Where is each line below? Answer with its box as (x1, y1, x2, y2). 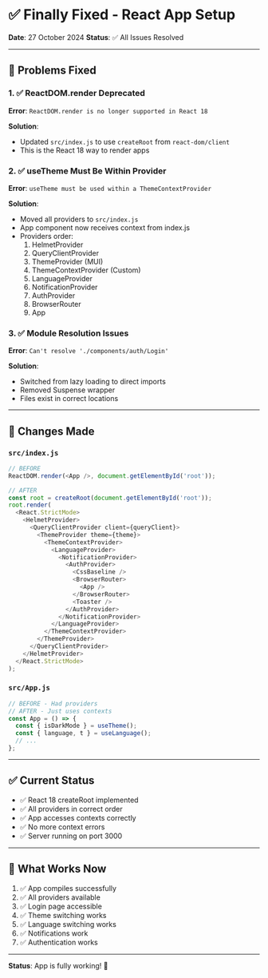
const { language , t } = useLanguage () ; (15, 730, 152, 737)
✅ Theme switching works (19, 910, 107, 920)
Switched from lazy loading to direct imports (19, 377, 166, 387)
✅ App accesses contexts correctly (19, 813, 137, 822)
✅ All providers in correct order (19, 804, 123, 813)
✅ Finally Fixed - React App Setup (8, 6, 236, 24)
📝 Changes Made (8, 424, 95, 438)
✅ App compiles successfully (19, 883, 117, 893)
